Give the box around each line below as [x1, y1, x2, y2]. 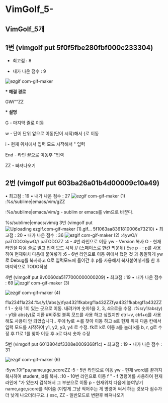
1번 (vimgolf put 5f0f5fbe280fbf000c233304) [5, 43, 153, 52]
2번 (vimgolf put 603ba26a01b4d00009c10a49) [5, 178, 160, 187]
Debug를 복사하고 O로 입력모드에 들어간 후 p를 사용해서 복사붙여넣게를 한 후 [10, 257, 160, 263]
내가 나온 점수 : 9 [12, 68, 46, 74]
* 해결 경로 [5, 89, 26, 95]
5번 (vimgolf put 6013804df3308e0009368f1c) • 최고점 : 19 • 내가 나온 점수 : [5, 341, 162, 347]
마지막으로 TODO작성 [5, 264, 48, 270]
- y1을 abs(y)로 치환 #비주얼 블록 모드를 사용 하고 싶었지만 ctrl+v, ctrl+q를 [5, 312, 152, 318]
